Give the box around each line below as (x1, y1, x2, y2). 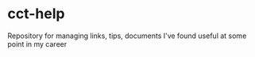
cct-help (7, 5, 65, 23)
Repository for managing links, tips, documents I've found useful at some (7, 31, 247, 40)
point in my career (7, 39, 68, 48)
